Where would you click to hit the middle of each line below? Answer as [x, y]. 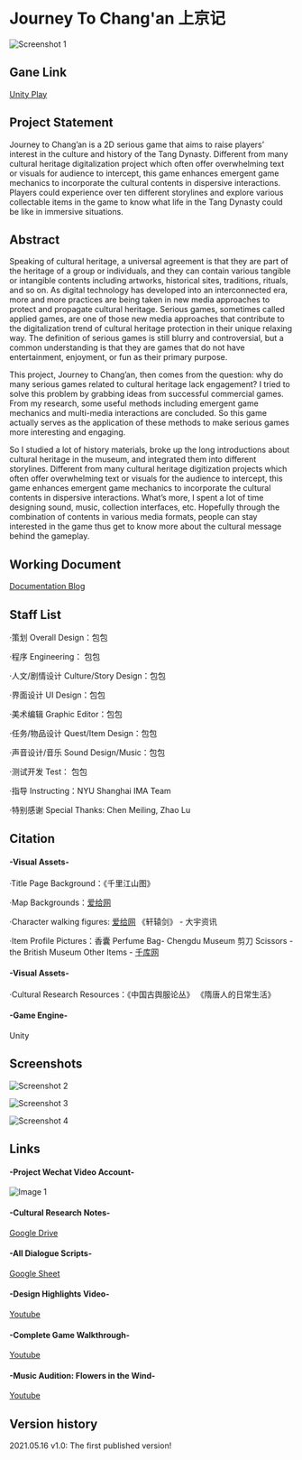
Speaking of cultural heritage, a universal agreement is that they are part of [149, 262]
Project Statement [61, 123]
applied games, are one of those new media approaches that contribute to [147, 319]
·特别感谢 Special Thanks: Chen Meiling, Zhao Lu [100, 810]
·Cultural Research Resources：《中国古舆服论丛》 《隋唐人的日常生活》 [142, 994]
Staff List [35, 614]
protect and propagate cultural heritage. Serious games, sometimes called [147, 310]
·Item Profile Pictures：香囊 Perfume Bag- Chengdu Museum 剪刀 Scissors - [151, 940]
